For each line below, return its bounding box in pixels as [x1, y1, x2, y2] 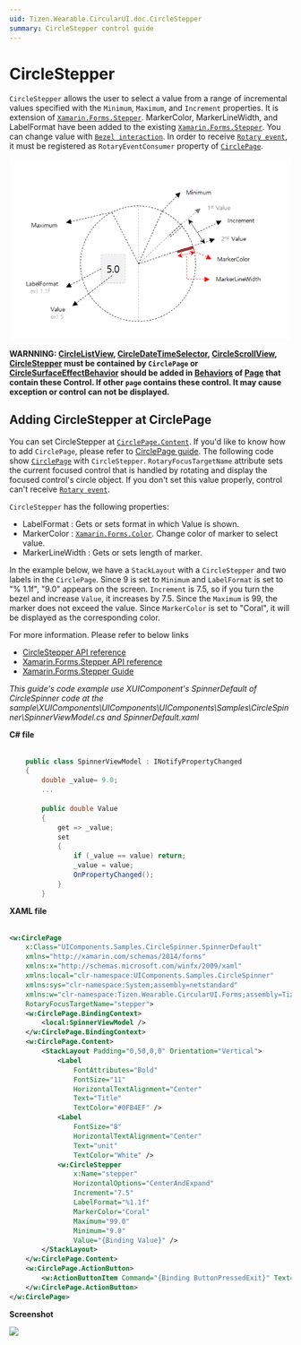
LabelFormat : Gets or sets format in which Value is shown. [21, 518, 240, 529]
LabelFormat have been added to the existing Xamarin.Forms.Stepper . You [9, 122, 281, 133]
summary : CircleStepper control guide [9, 23, 154, 33]
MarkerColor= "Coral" [73, 1207, 150, 1216]
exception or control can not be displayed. [9, 386, 170, 397]
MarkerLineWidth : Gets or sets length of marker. [21, 547, 203, 557]
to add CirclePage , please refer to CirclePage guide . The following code [9, 445, 274, 456]
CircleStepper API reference [21, 646, 127, 658]
